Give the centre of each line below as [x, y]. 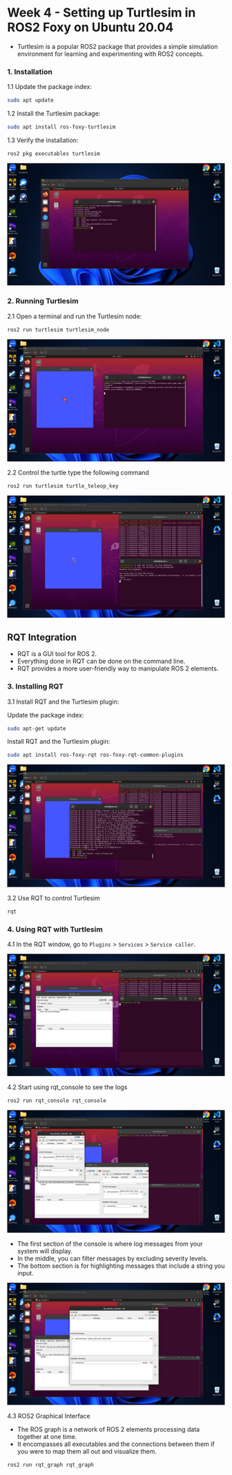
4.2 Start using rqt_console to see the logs [67, 1087]
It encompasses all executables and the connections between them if [116, 1444]
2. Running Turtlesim [43, 301]
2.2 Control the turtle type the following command [78, 473]
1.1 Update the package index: [49, 87]
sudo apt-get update [37, 729]
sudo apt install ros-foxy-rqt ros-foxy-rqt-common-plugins [96, 755]
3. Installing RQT [36, 686]
